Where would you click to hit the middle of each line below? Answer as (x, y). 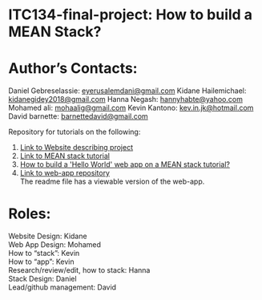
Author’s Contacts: (73, 69)
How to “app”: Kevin (41, 261)
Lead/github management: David (62, 287)
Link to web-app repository (65, 173)
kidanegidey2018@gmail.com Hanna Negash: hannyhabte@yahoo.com (125, 99)
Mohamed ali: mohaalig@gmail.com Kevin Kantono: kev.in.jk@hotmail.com (131, 108)
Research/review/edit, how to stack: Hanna (79, 270)
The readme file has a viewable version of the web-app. (112, 181)
